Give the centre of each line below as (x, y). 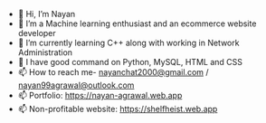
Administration (45, 52)
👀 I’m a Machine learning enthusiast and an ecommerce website (137, 24)
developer (37, 33)
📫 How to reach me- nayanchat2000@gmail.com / (114, 72)
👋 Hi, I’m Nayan (47, 14)
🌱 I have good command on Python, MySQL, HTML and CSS (130, 62)
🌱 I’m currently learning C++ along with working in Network (128, 43)
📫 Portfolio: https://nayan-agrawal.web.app (100, 95)
